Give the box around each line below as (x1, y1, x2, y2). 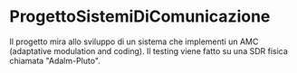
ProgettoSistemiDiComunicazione (9, 6, 271, 27)
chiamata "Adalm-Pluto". (9, 55, 101, 66)
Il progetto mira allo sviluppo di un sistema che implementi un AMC (9, 36, 259, 47)
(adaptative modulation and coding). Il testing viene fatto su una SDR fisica (9, 45, 288, 56)
